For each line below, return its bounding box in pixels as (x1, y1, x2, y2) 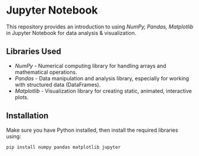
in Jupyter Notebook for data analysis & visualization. (6, 29, 137, 36)
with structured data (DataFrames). (14, 81, 101, 88)
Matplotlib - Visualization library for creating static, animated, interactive (14, 87, 192, 95)
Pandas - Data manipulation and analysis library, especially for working (14, 74, 189, 82)
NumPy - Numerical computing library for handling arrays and (14, 62, 166, 69)
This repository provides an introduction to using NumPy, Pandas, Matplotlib (6, 23, 194, 30)
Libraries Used (6, 47, 61, 57)
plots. (14, 93, 29, 100)
